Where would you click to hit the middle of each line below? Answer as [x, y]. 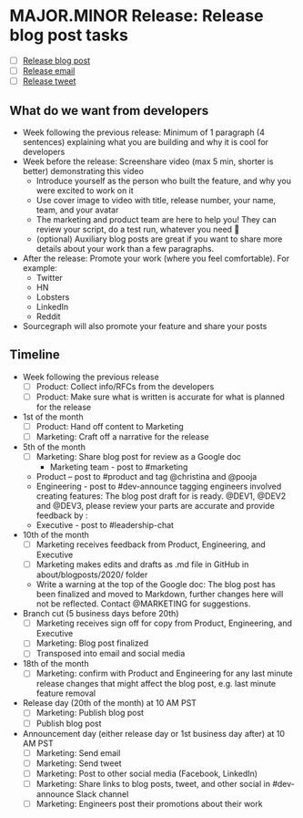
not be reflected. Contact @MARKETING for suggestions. [143, 604]
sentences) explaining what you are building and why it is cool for [146, 141]
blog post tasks [69, 35]
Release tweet [49, 81]
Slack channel [102, 793]
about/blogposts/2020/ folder [92, 575]
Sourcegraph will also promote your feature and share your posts [145, 326]
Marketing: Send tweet [79, 763]
